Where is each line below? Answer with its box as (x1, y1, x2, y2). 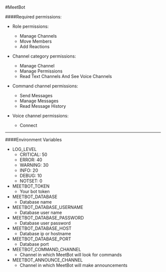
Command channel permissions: (12, 83, 78, 89)
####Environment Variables (5, 136, 62, 142)
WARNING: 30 (19, 162, 49, 168)
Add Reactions (19, 44, 50, 49)
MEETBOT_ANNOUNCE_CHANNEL (12, 257, 83, 263)
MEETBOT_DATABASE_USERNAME (12, 204, 83, 210)
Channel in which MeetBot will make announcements (19, 263, 127, 268)
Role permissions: (12, 23, 49, 29)
